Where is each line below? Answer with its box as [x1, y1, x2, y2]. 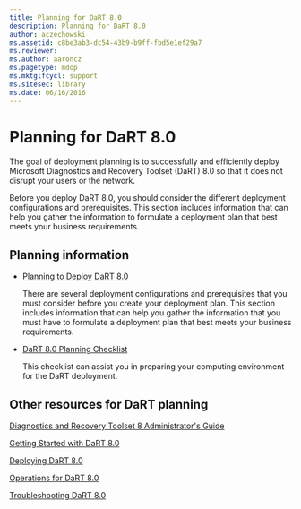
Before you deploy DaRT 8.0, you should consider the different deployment [9, 193, 287, 203]
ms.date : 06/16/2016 [9, 88, 87, 97]
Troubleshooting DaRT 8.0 [9, 490, 107, 501]
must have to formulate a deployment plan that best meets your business [21, 317, 292, 328]
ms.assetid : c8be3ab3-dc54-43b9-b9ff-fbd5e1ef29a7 [9, 38, 202, 47]
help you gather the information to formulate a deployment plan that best [9, 211, 278, 222]
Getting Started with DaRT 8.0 [9, 438, 120, 449]
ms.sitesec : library [9, 80, 87, 89]
